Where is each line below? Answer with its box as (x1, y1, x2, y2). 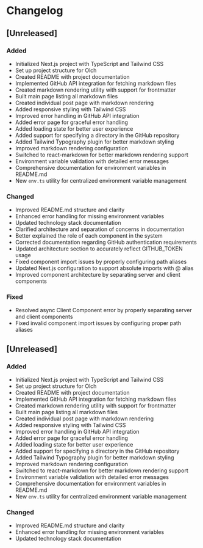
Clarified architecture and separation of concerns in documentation (15, 225, 185, 233)
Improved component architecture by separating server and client (15, 271, 181, 279)
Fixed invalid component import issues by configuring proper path (15, 320, 182, 327)
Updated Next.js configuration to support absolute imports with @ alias (15, 265, 194, 272)
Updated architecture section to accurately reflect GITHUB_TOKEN (15, 245, 183, 252)
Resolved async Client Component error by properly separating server (15, 307, 192, 314)
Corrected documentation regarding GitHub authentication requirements (15, 239, 197, 246)
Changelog (6, 4, 63, 18)
